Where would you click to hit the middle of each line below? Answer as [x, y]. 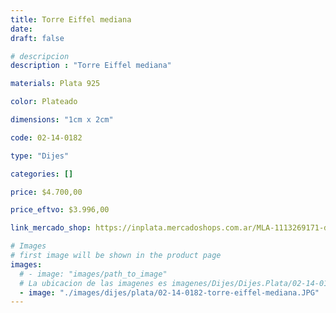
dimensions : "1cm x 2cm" [62, 120]
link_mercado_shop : [51, 228]
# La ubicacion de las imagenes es [93, 283]
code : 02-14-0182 [46, 137]
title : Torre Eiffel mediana [71, 19]
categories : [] [42, 174]
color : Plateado [44, 102]
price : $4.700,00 [46, 192]
